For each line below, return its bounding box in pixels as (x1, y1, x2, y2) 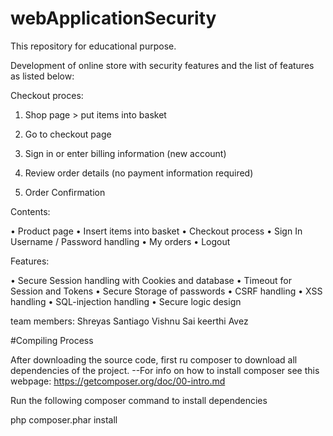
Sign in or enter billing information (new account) (24, 147, 227, 159)
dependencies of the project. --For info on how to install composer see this (10, 364, 320, 376)
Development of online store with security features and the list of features (10, 59, 315, 71)
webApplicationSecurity (10, 7, 217, 30)
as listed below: (10, 70, 75, 82)
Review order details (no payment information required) (24, 167, 254, 179)
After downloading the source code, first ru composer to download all (10, 353, 298, 366)
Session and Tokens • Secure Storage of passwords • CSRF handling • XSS (10, 285, 323, 297)
